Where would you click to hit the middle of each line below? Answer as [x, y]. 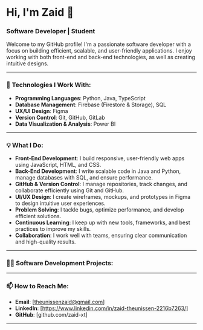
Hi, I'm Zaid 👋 [40, 12]
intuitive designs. [27, 63]
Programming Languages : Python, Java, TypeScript [80, 98]
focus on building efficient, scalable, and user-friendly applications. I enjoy [99, 51]
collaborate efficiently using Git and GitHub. [69, 190]
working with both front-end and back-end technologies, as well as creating [101, 57]
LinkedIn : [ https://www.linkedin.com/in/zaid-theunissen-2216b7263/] [101, 308]
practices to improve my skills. [53, 229]
